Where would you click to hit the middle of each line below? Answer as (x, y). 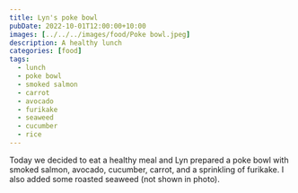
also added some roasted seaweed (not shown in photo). (114, 179)
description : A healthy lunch (66, 43)
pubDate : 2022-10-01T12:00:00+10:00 (78, 26)
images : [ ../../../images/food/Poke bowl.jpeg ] (100, 34)
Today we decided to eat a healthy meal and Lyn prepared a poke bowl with (149, 160)
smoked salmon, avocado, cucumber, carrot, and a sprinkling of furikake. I (147, 169)
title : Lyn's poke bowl (54, 18)
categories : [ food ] (46, 51)
